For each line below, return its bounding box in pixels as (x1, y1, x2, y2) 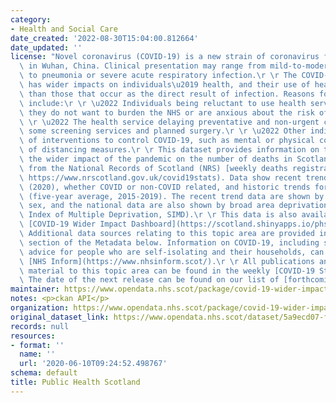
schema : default (10, 368, 78, 378)
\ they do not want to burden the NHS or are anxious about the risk (19, 107, 315, 118)
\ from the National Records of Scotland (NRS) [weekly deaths (19, 163, 288, 173)
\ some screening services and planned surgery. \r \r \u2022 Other (19, 126, 307, 136)
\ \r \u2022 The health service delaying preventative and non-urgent (19, 117, 320, 127)
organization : (10, 303, 70, 313)
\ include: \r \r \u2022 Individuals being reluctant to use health (19, 98, 307, 108)
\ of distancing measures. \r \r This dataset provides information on (19, 145, 320, 155)
